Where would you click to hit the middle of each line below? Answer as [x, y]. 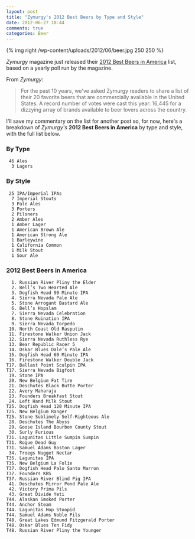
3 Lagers [22, 166]
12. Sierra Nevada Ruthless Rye [48, 339]
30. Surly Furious [31, 432]
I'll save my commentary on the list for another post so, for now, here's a [94, 121]
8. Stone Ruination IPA [40, 319]
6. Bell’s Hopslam [34, 308]
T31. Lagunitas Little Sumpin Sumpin [53, 437]
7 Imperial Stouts [34, 198]
